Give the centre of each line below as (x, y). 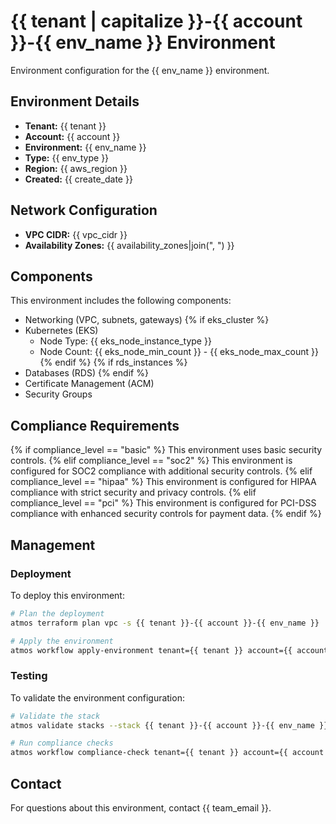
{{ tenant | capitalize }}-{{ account (156, 21)
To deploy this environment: (67, 595)
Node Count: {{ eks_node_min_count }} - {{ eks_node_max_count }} (179, 352)
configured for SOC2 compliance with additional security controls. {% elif (161, 471)
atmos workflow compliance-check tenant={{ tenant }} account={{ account (167, 753)
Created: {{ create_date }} (78, 179)
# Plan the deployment (57, 613)
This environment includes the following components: (121, 301)
